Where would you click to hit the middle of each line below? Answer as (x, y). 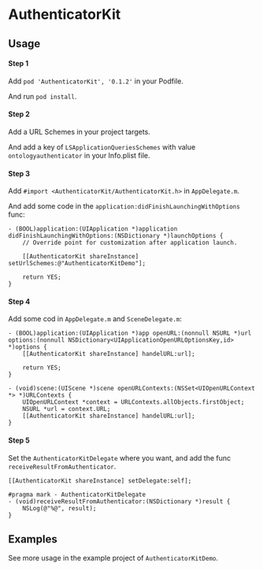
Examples (33, 539)
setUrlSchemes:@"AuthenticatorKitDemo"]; (77, 264)
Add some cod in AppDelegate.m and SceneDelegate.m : (95, 319)
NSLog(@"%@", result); (59, 508)
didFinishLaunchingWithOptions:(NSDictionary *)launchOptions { (116, 236)
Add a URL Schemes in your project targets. (80, 131)
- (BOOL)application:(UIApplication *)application (93, 229)
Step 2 (19, 114)
